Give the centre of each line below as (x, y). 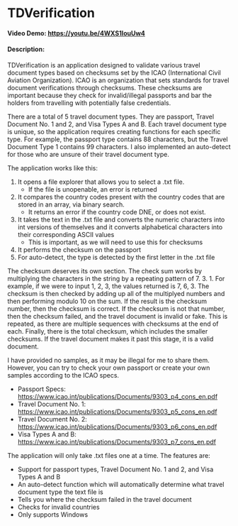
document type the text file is (61, 492)
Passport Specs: (41, 389)
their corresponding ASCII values (66, 234)
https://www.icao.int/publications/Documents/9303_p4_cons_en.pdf (118, 396)
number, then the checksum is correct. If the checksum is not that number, (116, 308)
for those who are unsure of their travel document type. (89, 154)
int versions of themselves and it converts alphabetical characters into (120, 227)
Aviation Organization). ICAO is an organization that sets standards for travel (118, 80)
